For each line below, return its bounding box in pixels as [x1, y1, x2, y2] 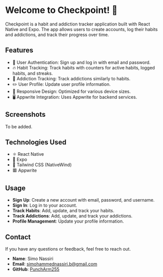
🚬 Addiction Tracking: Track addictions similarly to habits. [12, 75, 131, 81]
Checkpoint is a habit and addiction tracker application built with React [5, 21, 151, 27]
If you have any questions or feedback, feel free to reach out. [5, 246, 131, 252]
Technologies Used [5, 138, 66, 146]
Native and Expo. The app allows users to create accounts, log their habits [5, 26, 158, 32]
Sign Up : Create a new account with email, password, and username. [12, 197, 155, 203]
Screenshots [5, 110, 46, 119]
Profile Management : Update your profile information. [12, 218, 124, 224]
